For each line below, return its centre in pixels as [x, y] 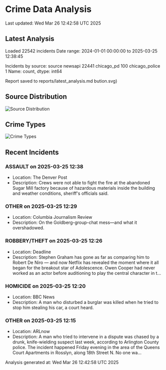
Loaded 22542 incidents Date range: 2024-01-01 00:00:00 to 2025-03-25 [82, 51]
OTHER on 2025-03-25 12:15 [41, 320]
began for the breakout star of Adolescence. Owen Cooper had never [84, 268]
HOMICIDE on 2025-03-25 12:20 [45, 286]
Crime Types [25, 124]
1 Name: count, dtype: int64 [34, 71]
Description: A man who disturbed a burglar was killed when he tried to [85, 302]
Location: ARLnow [31, 331]
